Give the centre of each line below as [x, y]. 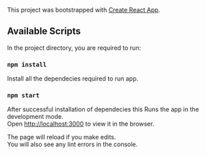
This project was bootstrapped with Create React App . [84, 10]
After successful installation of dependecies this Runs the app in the [103, 109]
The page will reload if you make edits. [62, 137]
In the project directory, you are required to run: [74, 48]
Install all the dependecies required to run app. [73, 79]
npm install [27, 65]
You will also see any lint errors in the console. [73, 144]
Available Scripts [44, 31]
